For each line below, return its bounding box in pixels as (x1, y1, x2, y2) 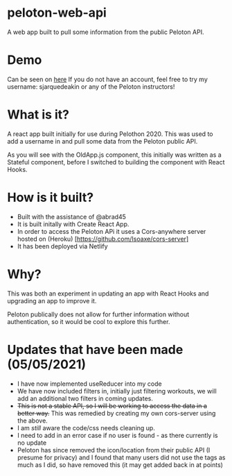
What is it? (7, 107, 70, 123)
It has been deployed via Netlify (17, 241, 109, 250)
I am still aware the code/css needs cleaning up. (17, 423, 156, 432)
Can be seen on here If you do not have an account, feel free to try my (7, 75, 208, 83)
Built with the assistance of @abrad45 (17, 212, 127, 221)
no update (17, 439, 47, 447)
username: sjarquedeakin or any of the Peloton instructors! (7, 82, 175, 91)
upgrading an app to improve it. (7, 296, 97, 305)
